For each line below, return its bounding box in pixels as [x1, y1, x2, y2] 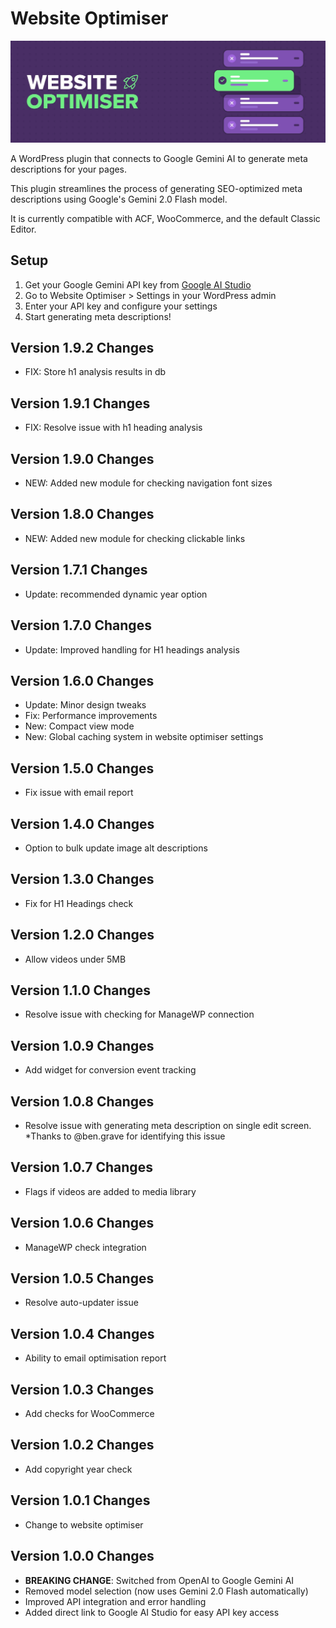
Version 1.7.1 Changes [10, 562, 148, 579]
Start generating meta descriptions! [24, 310, 172, 322]
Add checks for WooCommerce [24, 1408, 155, 1420]
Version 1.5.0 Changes [10, 760, 155, 777]
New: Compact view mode [24, 720, 135, 732]
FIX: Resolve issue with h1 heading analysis [24, 422, 203, 434]
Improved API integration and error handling [24, 1595, 207, 1607]
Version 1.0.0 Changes [10, 1548, 155, 1565]
